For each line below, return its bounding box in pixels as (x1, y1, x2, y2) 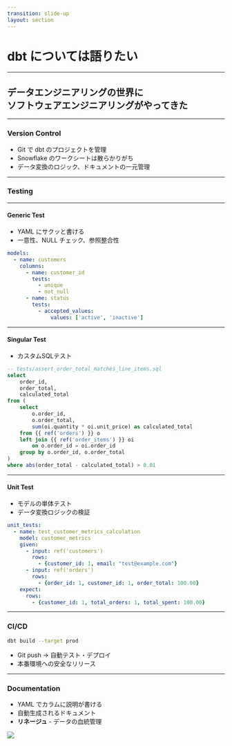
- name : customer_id (25, 269, 85, 276)
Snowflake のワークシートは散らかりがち (17, 153, 134, 162)
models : (7, 250, 30, 257)
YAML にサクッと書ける (17, 227, 85, 236)
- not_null (37, 288, 70, 296)
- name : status (25, 295, 70, 302)
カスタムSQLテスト (17, 352, 72, 360)
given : (19, 541, 39, 548)
